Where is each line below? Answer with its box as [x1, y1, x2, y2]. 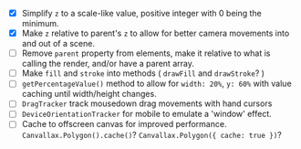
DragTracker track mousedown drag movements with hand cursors [21, 98, 273, 109]
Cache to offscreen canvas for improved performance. [21, 119, 227, 130]
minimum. [21, 18, 59, 29]
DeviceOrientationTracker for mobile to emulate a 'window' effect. [21, 109, 273, 120]
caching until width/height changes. [21, 89, 157, 100]
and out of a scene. [21, 38, 95, 49]
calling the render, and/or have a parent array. [21, 59, 195, 69]
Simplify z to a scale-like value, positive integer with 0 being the [21, 8, 262, 18]
